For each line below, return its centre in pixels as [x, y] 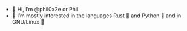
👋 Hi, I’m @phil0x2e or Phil [45, 9]
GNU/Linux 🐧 [28, 22]
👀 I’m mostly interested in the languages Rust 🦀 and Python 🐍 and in [97, 15]
